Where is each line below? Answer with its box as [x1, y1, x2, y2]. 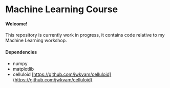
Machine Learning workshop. [5, 37, 68, 44]
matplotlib [12, 66, 34, 72]
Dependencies [5, 49, 37, 55]
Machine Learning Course [5, 4, 118, 15]
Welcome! [5, 20, 28, 26]
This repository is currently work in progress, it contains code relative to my [5, 32, 165, 38]
